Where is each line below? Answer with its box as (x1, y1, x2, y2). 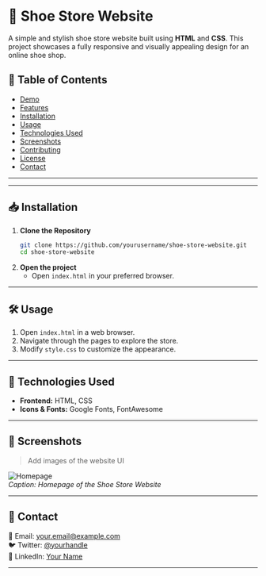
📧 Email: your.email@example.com (8, 531, 121, 540)
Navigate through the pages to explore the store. (19, 336, 179, 346)
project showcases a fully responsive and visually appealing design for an (8, 41, 249, 51)
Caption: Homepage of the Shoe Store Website (8, 479, 161, 489)
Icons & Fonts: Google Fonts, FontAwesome (19, 404, 164, 413)
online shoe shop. (8, 50, 66, 60)
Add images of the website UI (27, 455, 125, 465)
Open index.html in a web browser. (19, 328, 135, 337)
